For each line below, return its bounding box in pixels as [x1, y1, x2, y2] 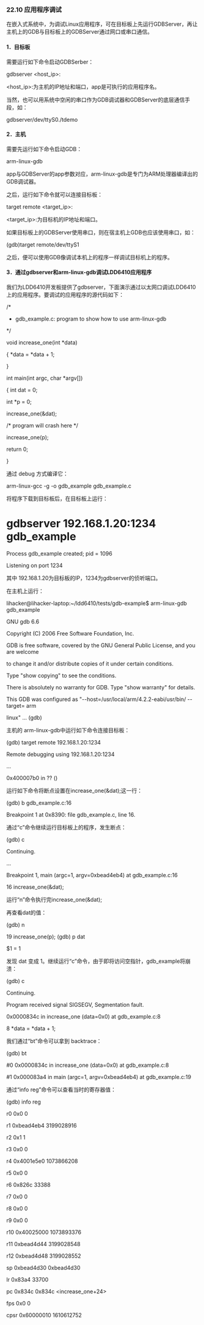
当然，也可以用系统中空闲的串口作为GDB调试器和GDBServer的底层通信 [6, 96, 185, 103]
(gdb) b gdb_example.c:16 [6, 799, 72, 806]
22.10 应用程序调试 [6, 5, 62, 13]
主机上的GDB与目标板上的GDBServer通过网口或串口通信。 [6, 28, 153, 35]
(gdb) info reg [6, 1098, 42, 1105]
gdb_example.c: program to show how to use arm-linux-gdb [15, 315, 167, 322]
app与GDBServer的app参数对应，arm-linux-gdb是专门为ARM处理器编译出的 [6, 170, 199, 177]
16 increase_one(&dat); [6, 883, 64, 891]
